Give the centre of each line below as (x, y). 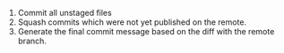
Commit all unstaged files (65, 13)
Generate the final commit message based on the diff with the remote (146, 31)
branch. (32, 41)
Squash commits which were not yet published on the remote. (132, 22)
